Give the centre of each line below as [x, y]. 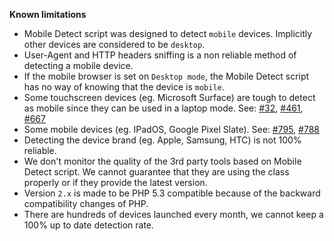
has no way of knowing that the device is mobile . [124, 87]
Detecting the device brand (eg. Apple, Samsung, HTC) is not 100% [162, 140]
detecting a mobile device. [78, 65]
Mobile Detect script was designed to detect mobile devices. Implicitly [168, 33]
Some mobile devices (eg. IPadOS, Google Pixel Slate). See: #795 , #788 [171, 129]
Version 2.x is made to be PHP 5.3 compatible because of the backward [172, 193]
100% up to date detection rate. [89, 225]
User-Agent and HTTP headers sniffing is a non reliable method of [160, 55]
